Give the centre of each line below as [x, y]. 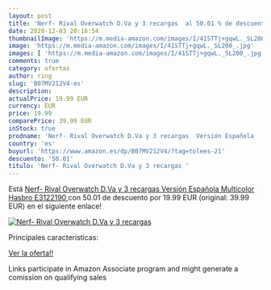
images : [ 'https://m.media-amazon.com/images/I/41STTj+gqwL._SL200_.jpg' [137, 53]
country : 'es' [32, 143]
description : [30, 91]
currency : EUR [32, 106]
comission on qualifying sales [58, 277]
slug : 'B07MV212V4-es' [46, 83]
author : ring [30, 76]
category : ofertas [39, 69]
